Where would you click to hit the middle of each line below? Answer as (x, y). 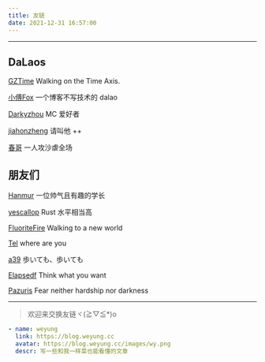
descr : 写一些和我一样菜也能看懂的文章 (72, 351)
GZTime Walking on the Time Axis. (64, 81)
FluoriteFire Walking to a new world (65, 228)
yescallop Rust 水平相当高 (50, 212)
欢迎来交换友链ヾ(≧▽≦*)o (72, 314)
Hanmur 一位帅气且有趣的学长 (57, 196)
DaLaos (27, 62)
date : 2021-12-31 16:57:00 (52, 23)
